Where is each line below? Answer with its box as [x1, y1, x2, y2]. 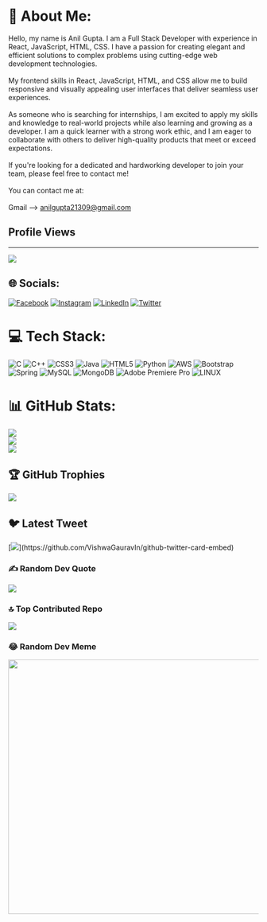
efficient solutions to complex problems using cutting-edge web [8, 50, 219, 60]
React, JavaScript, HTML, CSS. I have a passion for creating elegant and [8, 41, 246, 51]
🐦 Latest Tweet [8, 516, 88, 530]
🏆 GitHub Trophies [8, 468, 106, 481]
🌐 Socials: [8, 277, 60, 290]
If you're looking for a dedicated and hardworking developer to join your [8, 160, 244, 169]
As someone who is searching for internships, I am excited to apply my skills [8, 109, 258, 119]
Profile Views [8, 226, 76, 239]
